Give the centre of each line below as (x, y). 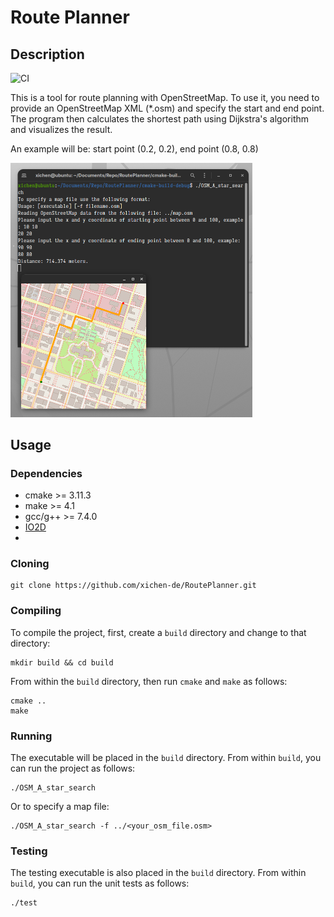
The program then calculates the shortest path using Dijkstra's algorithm (160, 119)
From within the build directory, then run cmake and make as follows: (149, 681)
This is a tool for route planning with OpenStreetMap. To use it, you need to (165, 97)
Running (31, 736)
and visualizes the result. (61, 129)
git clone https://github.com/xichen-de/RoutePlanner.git (133, 586)
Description (47, 54)
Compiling (36, 611)
